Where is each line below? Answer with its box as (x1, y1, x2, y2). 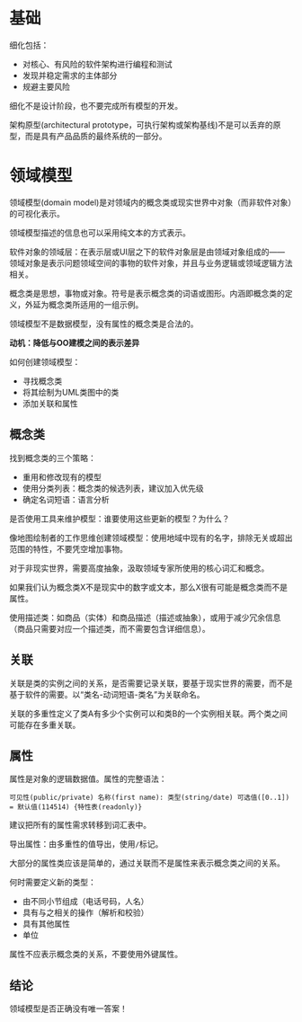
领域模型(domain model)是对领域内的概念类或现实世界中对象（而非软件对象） (9, 197, 292, 208)
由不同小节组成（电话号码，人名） (22, 896, 149, 907)
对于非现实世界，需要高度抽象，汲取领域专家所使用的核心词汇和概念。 (9, 563, 270, 573)
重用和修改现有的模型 (22, 471, 102, 482)
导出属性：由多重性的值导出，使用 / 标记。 (9, 839, 164, 849)
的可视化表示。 (9, 208, 65, 218)
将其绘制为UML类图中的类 (22, 387, 120, 397)
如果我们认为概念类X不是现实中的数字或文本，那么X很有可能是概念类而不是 (9, 582, 289, 592)
